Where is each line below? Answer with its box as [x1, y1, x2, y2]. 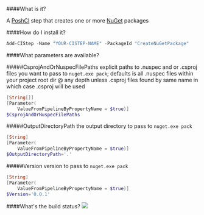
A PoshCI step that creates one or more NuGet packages [6, 17, 149, 24]
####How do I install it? [6, 29, 66, 36]
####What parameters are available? [6, 51, 99, 58]
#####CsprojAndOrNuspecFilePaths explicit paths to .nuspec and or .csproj [6, 63, 198, 71]
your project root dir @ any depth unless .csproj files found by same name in [6, 76, 199, 83]
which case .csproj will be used [6, 82, 85, 90]
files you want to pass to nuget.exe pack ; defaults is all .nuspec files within [6, 69, 194, 77]
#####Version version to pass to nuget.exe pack [6, 162, 128, 169]
